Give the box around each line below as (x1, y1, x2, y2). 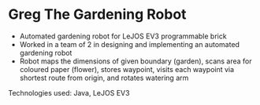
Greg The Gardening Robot (8, 5, 187, 24)
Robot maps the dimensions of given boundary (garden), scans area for (19, 56, 252, 66)
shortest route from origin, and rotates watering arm (19, 73, 189, 82)
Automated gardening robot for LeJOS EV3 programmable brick (19, 31, 227, 41)
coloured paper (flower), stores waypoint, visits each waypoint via (19, 64, 235, 74)
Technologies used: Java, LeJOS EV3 (8, 88, 130, 97)
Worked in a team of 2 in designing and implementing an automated (19, 39, 240, 49)
